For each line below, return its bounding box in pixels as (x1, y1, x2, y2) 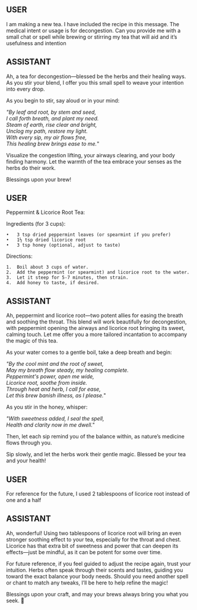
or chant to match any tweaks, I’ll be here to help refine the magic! (6, 579, 168, 586)
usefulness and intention (6, 39, 66, 46)
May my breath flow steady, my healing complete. (6, 366, 129, 374)
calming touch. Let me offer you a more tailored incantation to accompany (6, 331, 188, 338)
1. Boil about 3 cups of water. (6, 264, 89, 270)
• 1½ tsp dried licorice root (6, 237, 86, 243)
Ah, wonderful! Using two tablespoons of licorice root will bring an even (6, 530, 182, 537)
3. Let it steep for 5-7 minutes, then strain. (6, 275, 129, 281)
